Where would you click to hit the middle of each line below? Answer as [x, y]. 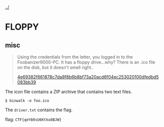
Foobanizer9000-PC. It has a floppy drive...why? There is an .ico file [86, 62]
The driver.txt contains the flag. [39, 110]
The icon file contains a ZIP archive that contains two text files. [69, 92]
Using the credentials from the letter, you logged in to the [75, 57]
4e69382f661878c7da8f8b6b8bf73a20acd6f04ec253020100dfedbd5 [88, 77]
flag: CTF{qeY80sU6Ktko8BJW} [33, 119]
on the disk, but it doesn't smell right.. [55, 67]
